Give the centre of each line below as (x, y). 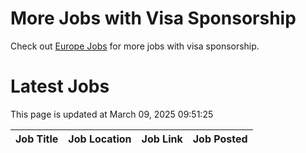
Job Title (37, 139)
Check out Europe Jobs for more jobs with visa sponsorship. (135, 46)
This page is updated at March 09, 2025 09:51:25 (112, 114)
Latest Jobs (60, 86)
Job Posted (220, 139)
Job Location (100, 139)
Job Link (162, 139)
